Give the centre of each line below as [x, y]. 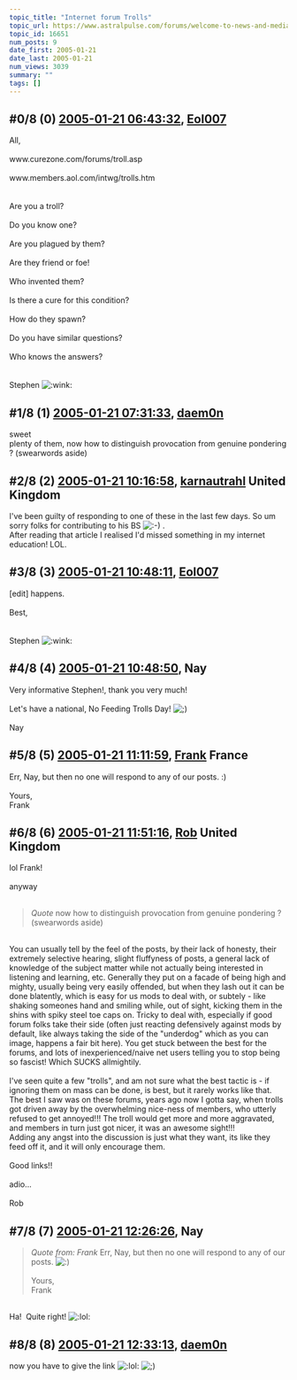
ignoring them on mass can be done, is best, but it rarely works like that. [141, 1090]
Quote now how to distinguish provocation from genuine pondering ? [156, 913]
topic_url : [29, 26]
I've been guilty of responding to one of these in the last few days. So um [143, 516]
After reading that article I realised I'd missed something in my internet [137, 535]
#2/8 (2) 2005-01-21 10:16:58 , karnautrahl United [148, 481]
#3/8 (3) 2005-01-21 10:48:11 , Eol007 [114, 572]
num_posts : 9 [33, 42]
